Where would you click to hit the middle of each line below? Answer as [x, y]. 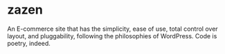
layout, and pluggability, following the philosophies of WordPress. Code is [112, 36]
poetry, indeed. [29, 43]
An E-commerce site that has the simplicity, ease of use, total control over [112, 29]
